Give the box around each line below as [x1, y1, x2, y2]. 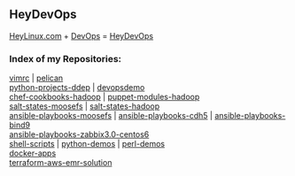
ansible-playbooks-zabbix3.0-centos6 [9, 129, 150, 140]
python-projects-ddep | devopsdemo [9, 82, 145, 93]
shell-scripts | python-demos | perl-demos [9, 139, 166, 149]
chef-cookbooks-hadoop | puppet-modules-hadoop [9, 92, 200, 103]
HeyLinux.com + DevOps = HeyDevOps [9, 30, 153, 41]
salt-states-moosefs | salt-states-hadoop [9, 101, 160, 111]
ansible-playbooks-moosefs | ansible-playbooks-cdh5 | [9, 111, 213, 121]
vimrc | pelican [9, 73, 64, 83]
